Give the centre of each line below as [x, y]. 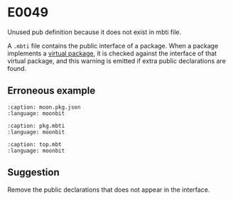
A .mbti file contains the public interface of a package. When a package [113, 45]
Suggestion [33, 172]
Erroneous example [52, 91]
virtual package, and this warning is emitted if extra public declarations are [116, 60]
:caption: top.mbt [34, 144]
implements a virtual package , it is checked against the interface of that [112, 53]
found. [17, 68]
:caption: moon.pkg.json [44, 107]
